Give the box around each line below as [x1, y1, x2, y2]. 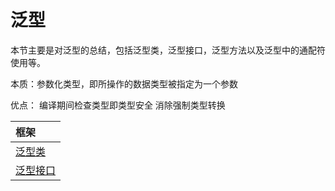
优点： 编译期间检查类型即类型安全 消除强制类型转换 [10, 99, 226, 111]
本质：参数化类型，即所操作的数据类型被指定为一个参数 [10, 77, 238, 90]
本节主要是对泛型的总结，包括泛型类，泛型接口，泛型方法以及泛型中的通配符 [10, 44, 326, 56]
